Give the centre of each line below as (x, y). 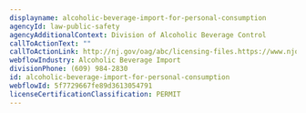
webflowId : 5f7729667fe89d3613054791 (81, 86)
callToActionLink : (44, 52)
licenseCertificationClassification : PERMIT (95, 94)
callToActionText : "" (51, 43)
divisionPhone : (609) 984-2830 (69, 69)
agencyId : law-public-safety (65, 26)
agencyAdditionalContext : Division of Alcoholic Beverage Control (138, 35)
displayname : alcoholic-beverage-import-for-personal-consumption (138, 18)
